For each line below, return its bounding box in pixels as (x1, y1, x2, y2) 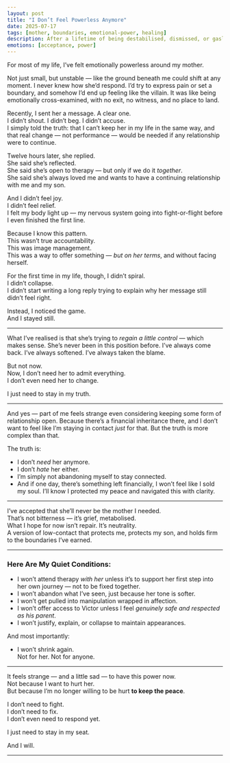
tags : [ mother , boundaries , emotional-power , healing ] (7, 29, 167, 36)
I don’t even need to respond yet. (7, 715, 101, 723)
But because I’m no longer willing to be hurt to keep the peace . (7, 687, 186, 695)
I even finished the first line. (7, 216, 86, 224)
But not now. (7, 362, 43, 370)
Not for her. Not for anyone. (16, 653, 95, 661)
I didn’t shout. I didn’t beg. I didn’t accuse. (7, 117, 125, 124)
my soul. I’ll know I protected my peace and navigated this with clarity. (16, 487, 216, 495)
